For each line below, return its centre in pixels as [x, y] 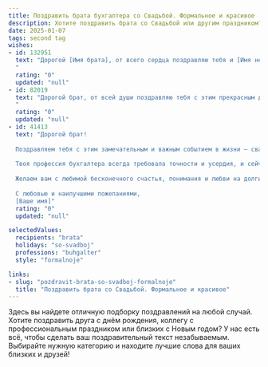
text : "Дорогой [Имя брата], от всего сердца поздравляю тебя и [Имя [133, 61]
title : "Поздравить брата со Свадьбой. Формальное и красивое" [122, 289]
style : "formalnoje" [49, 260]
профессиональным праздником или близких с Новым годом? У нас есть [134, 329]
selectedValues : [35, 231]
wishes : [21, 45]
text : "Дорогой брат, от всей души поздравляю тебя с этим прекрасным [135, 97]
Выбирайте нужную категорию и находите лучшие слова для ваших [124, 346]
